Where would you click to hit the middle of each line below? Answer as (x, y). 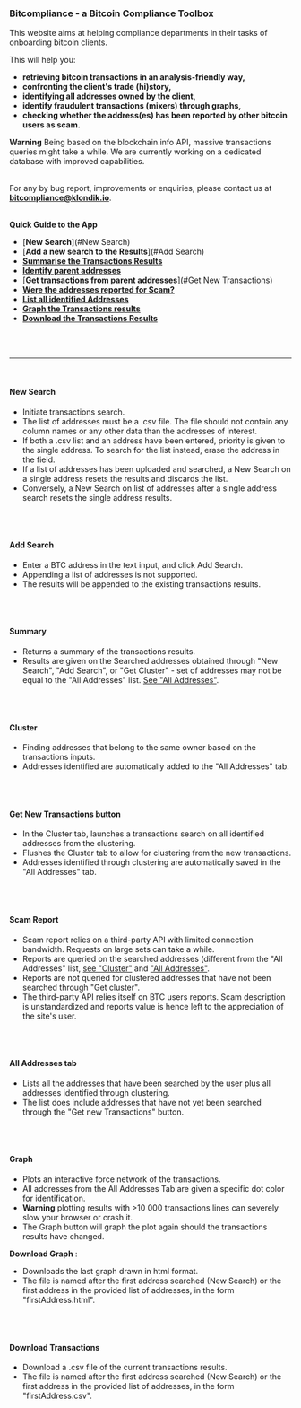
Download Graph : (43, 1254)
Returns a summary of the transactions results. (108, 651)
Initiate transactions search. (73, 412)
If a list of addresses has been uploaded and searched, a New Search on (156, 468)
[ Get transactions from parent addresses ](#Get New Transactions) (147, 280)
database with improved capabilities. (77, 162)
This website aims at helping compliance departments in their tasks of (138, 33)
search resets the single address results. (97, 497)
